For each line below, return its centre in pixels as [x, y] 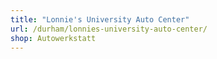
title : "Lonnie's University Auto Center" [100, 19]
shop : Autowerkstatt [53, 38]
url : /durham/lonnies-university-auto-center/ [109, 29]
